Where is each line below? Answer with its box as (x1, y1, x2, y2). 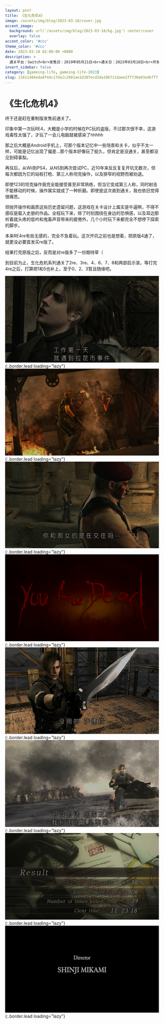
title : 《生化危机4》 (5, 13, 45, 18)
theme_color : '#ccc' (5, 44, 47, 49)
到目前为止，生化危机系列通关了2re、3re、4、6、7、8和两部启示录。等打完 (5, 259, 157, 265)
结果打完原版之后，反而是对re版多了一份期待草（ (5, 249, 103, 255)
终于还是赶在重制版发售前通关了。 (5, 115, 74, 121)
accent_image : (5, 23, 34, 28)
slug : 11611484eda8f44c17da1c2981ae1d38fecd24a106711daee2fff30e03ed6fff (5, 75, 159, 80)
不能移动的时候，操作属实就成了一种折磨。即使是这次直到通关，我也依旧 (5, 187, 150, 193)
